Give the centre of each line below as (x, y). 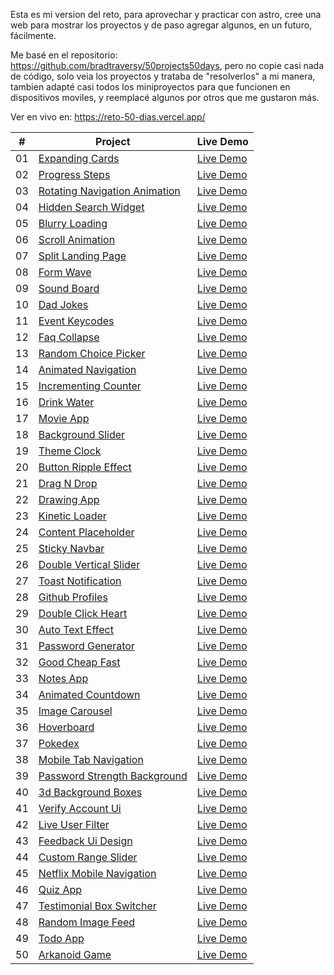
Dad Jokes (63, 304)
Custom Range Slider (88, 857)
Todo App (61, 938)
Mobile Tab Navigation (91, 759)
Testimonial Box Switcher (97, 906)
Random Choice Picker (92, 353)
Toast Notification (80, 581)
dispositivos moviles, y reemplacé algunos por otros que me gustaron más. (165, 97)
